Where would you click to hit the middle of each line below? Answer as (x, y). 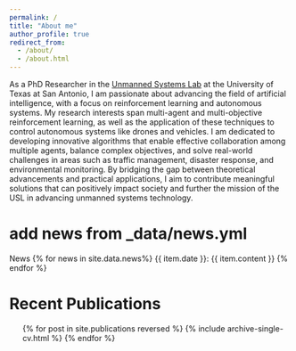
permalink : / (33, 17)
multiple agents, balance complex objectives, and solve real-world (131, 151)
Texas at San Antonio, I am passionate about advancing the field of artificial (148, 94)
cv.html (36, 338)
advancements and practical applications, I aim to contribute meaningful (142, 179)
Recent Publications (85, 304)
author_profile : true (49, 34)
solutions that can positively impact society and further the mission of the (144, 188)
